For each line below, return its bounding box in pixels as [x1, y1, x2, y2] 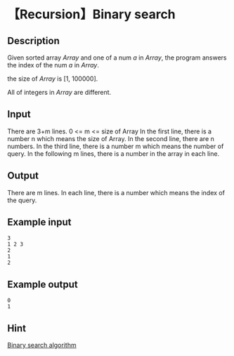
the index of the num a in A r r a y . [7, 61, 100, 69]
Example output [7, 278, 79, 290]
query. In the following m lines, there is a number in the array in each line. [7, 149, 220, 158]
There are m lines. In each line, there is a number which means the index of [7, 188, 225, 197]
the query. [7, 196, 37, 204]
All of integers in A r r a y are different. [7, 88, 112, 96]
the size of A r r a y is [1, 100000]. [7, 74, 98, 83]
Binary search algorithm [7, 341, 77, 350]
